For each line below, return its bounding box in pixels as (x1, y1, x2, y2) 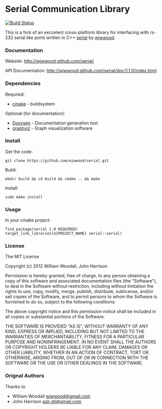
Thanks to (5, 383, 26, 389)
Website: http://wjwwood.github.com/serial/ (5, 58, 95, 64)
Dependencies (5, 80, 41, 87)
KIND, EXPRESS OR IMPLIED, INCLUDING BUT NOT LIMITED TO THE (5, 329, 145, 335)
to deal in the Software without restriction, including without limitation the (5, 283, 154, 289)
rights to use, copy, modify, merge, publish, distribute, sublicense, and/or (5, 289, 154, 295)
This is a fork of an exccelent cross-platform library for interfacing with (5, 29, 149, 35)
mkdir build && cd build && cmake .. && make (5, 176, 100, 181)
